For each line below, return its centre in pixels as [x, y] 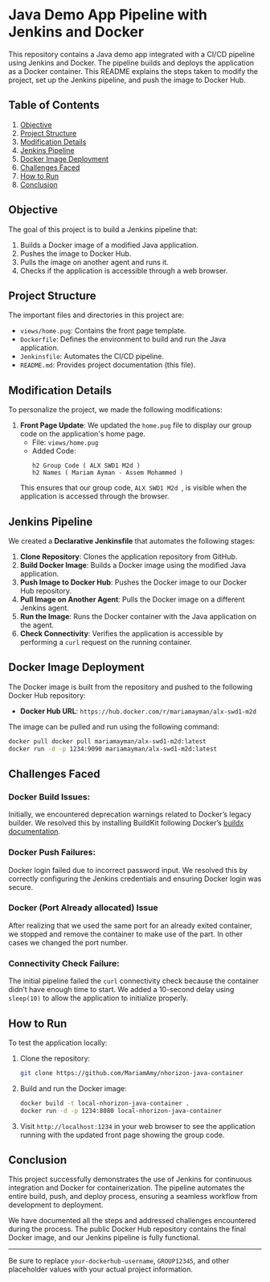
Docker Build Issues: [49, 796]
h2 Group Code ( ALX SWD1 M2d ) [86, 466]
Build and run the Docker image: [73, 1088]
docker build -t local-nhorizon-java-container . [105, 1103]
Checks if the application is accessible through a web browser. [124, 271]
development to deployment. [56, 1205]
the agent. [37, 625]
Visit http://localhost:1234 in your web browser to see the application [137, 1126]
